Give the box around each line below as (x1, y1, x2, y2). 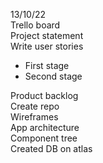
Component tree (10, 132, 78, 144)
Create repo (10, 100, 60, 112)
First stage (24, 60, 70, 71)
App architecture (10, 122, 80, 133)
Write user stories (10, 40, 84, 52)
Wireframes (10, 111, 59, 123)
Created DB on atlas (10, 143, 93, 154)
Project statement (10, 30, 84, 41)
